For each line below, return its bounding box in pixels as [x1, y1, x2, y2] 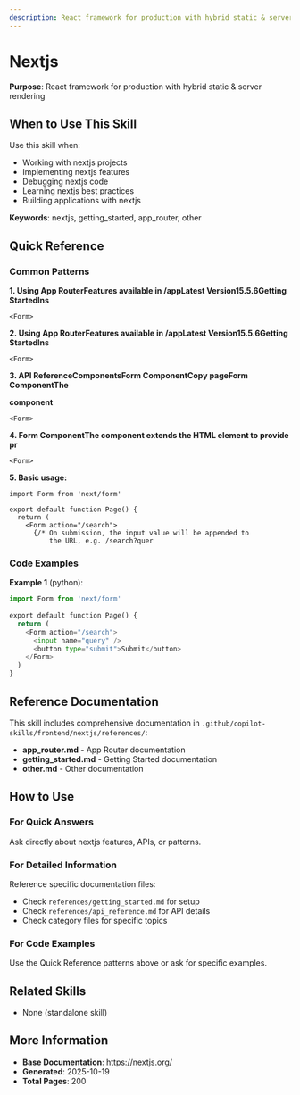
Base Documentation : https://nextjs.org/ [21, 1057, 172, 1067]
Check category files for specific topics [21, 915, 168, 925]
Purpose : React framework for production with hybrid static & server [9, 81, 262, 92]
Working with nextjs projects [21, 157, 128, 168]
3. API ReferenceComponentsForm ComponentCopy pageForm [9, 370, 248, 381]
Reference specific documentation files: [9, 878, 156, 889]
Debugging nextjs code [21, 176, 109, 187]
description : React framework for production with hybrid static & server [9, 12, 294, 22]
